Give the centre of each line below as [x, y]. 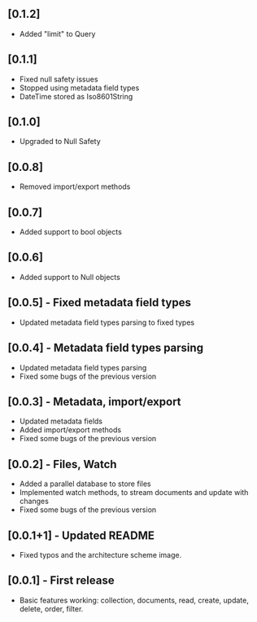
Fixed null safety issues [59, 79]
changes [34, 502]
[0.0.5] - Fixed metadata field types [100, 302]
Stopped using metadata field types [79, 88]
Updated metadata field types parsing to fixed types [107, 322]
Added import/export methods [70, 430]
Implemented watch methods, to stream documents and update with [134, 493]
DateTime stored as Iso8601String [76, 96]
